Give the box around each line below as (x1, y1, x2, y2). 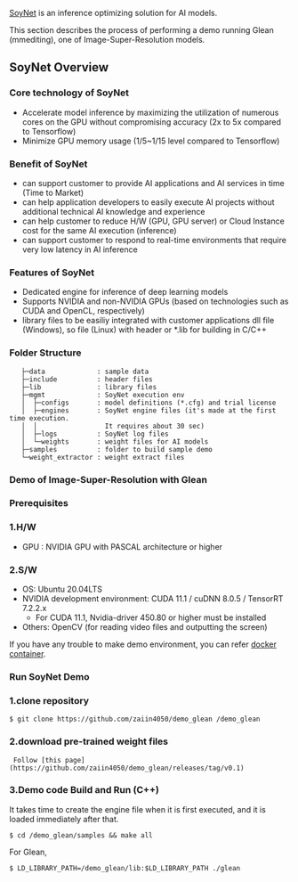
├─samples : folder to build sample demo (20, 445, 213, 453)
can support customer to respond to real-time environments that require (21, 234, 287, 245)
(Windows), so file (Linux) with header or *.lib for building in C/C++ (21, 324, 267, 335)
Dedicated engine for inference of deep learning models (21, 287, 229, 298)
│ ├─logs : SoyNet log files (20, 429, 169, 438)
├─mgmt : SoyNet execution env (20, 390, 185, 399)
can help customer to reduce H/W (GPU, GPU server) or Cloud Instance (21, 216, 285, 226)
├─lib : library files (20, 382, 157, 391)
